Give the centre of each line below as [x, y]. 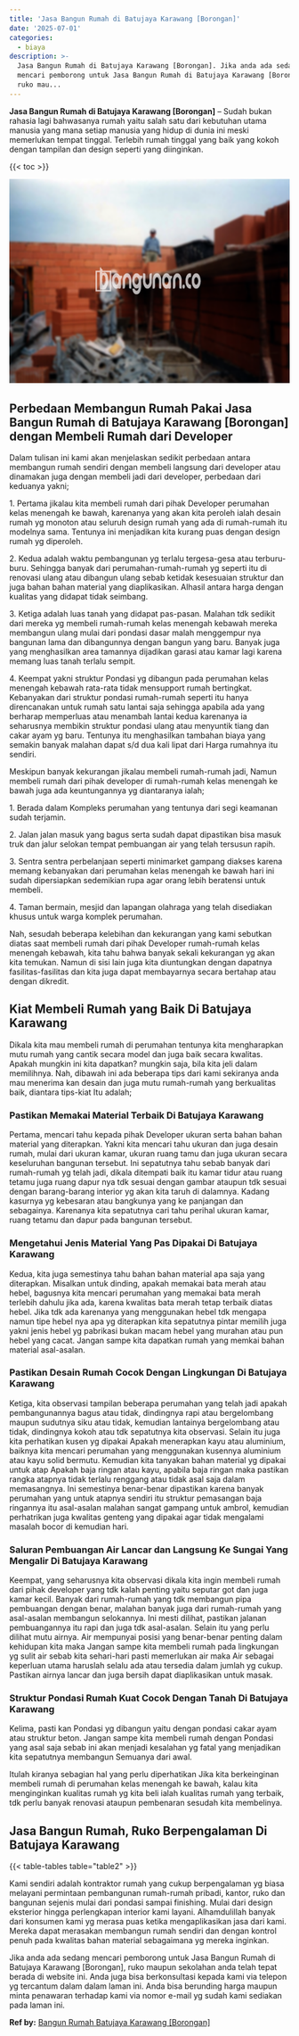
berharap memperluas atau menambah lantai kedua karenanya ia [128, 716]
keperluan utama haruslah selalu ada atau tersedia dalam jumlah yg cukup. [146, 1666]
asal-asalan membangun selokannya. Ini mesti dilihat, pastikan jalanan [138, 1618]
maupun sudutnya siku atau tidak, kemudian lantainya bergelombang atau [145, 1422]
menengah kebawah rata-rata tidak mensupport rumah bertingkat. [131, 688]
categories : [31, 37]
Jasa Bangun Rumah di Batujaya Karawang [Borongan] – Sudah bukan [141, 111]
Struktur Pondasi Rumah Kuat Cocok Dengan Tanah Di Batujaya [149, 1698]
